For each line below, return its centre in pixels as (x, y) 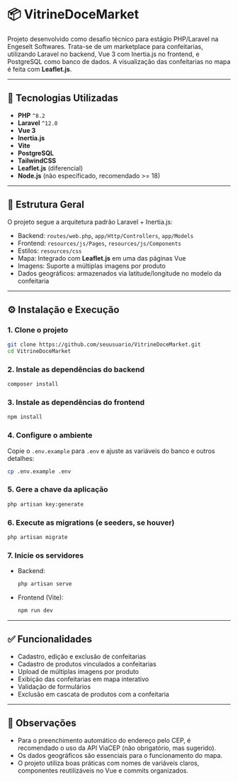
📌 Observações (42, 723)
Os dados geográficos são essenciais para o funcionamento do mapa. (120, 755)
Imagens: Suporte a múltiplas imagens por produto (92, 266)
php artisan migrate (38, 537)
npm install (25, 417)
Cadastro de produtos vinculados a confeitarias (87, 664)
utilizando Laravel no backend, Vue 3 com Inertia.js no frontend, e (103, 54)
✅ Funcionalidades (50, 640)
